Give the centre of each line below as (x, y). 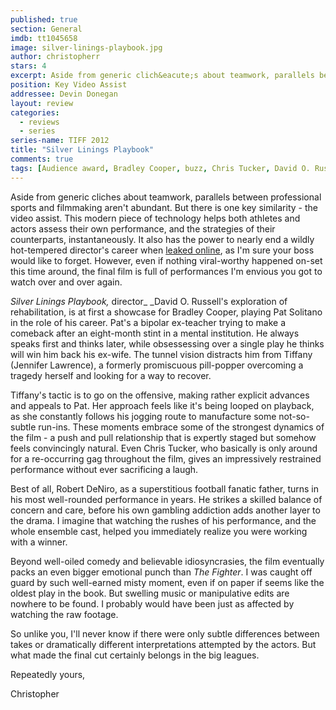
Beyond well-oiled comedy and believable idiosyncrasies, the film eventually (167, 561)
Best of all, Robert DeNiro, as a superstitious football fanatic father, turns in (165, 488)
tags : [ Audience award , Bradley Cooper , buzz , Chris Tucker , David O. (160, 168)
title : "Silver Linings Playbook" (82, 150)
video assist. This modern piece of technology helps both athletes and (155, 218)
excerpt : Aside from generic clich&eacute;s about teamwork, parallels (162, 76)
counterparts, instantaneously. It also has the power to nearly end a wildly (162, 239)
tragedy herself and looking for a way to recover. (111, 375)
